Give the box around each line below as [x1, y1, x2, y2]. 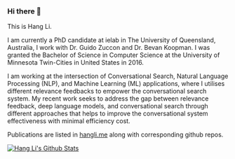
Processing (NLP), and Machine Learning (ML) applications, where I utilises [7, 79, 225, 88]
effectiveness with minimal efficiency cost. [7, 117, 131, 125]
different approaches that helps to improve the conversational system [7, 109, 208, 118]
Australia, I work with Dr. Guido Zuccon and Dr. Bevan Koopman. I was [7, 44, 210, 52]
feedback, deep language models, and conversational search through [7, 102, 208, 110]
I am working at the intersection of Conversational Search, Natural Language [7, 72, 229, 80]
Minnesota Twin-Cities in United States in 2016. [7, 58, 144, 67]
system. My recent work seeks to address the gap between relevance [7, 94, 209, 103]
